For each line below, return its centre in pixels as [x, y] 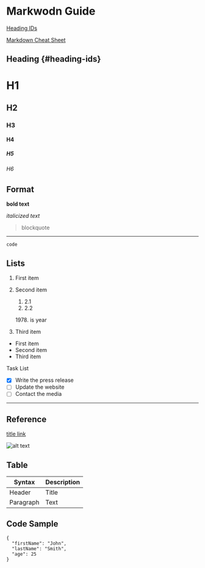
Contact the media [38, 394]
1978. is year [31, 320]
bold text [18, 204]
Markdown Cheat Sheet [36, 40]
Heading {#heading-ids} [54, 59]
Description [63, 482]
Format [20, 189]
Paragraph [24, 503]
